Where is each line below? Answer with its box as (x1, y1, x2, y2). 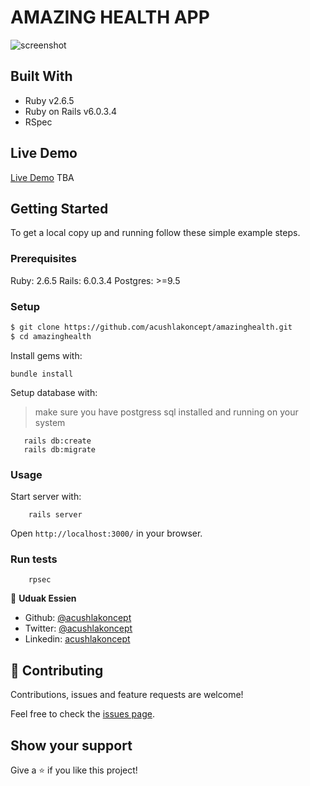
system (34, 416, 66, 428)
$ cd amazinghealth (10, 331, 92, 341)
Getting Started (10, 200, 109, 217)
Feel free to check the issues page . (10, 708, 155, 720)
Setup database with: (10, 386, 98, 398)
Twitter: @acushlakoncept (24, 622, 133, 635)
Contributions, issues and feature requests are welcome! (10, 689, 244, 701)
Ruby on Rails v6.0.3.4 (24, 105, 118, 117)
